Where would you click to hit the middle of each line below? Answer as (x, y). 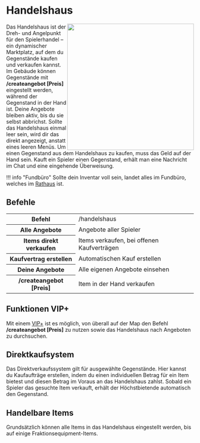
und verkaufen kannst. (34, 65)
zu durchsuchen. (27, 336)
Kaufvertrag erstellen (41, 259)
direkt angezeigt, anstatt (36, 140)
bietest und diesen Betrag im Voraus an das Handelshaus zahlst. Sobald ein (99, 382)
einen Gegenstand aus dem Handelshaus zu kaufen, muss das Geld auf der (99, 153)
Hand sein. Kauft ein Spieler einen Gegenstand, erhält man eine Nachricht (97, 159)
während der (22, 96)
